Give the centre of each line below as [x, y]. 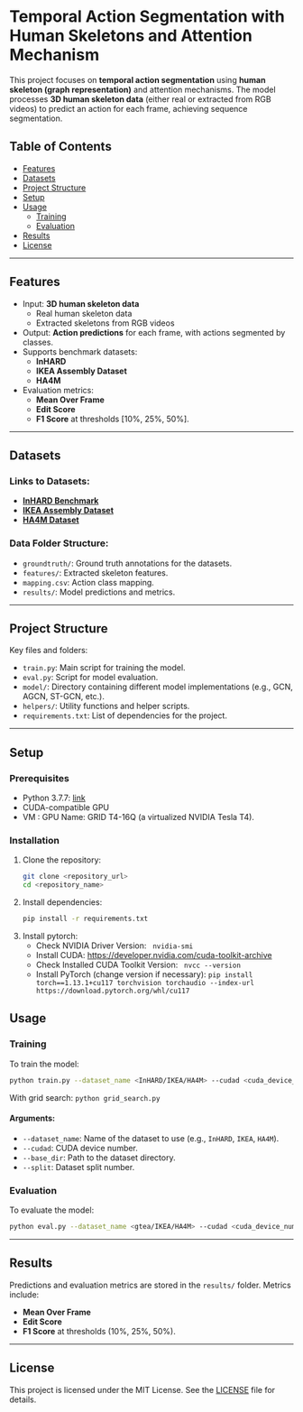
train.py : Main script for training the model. [104, 668]
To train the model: [44, 1064]
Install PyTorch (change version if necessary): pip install [144, 974]
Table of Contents [61, 147]
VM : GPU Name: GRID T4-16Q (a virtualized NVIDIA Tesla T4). [138, 817]
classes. [38, 342]
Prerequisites [39, 778]
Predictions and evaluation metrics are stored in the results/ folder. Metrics [150, 1285]
